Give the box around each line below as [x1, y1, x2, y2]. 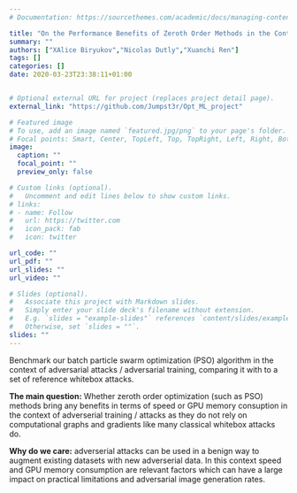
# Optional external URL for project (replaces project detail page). [9, 94, 275, 103]
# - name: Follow [9, 208, 73, 217]
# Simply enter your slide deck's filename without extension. [9, 306, 255, 315]
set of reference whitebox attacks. [9, 374, 134, 384]
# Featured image [9, 118, 73, 127]
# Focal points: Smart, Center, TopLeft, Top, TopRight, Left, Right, [9, 135, 275, 143]
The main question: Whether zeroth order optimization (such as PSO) [9, 390, 263, 401]
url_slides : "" [9, 265, 65, 274]
